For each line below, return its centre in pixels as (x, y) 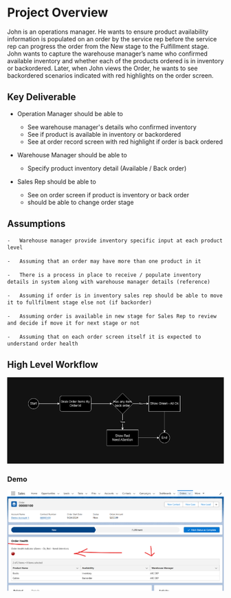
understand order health (43, 344)
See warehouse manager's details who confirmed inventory (112, 127)
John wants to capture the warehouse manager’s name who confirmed (108, 54)
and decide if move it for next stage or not (73, 323)
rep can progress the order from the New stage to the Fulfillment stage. (108, 46)
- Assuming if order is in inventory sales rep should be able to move (115, 296)
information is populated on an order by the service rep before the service (112, 38)
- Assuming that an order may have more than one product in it (104, 261)
